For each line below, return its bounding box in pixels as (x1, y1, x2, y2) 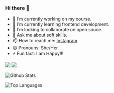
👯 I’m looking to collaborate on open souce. (12, 27, 102, 33)
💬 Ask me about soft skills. (12, 32, 68, 38)
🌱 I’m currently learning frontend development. (12, 21, 109, 27)
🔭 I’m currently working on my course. (12, 16, 92, 22)
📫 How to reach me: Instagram (12, 38, 78, 44)
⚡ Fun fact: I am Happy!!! (12, 50, 64, 57)
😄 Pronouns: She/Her (12, 45, 58, 51)
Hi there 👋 (5, 5, 30, 12)
